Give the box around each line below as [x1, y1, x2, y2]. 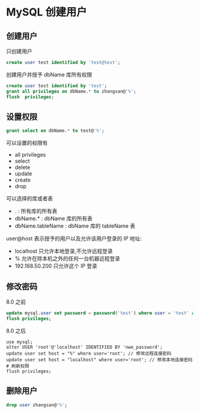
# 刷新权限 [6, 363, 30, 369]
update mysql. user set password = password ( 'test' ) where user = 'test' [6, 310, 190, 316]
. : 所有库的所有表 [14, 208, 57, 215]
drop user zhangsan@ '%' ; [6, 402, 68, 408]
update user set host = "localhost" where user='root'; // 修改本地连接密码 [6, 356, 193, 362]
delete [14, 164, 31, 171]
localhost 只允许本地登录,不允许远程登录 [14, 247, 113, 255]
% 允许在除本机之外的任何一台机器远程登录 [14, 255, 120, 262]
